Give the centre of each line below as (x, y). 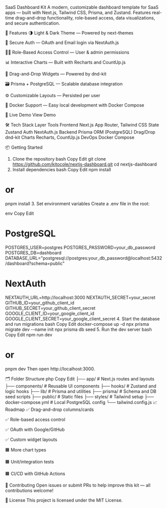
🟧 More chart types (26, 449)
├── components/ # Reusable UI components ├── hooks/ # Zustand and (81, 386)
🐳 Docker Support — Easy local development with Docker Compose (75, 105)
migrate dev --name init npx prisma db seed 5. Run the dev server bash (79, 329)
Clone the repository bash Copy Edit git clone (59, 159)
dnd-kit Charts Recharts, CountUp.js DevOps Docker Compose (70, 137)
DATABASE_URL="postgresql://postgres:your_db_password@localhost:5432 (84, 258)
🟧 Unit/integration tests (30, 461)
